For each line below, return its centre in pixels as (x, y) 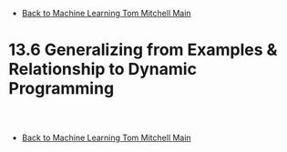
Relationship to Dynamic (103, 70)
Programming (61, 89)
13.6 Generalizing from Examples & (143, 50)
